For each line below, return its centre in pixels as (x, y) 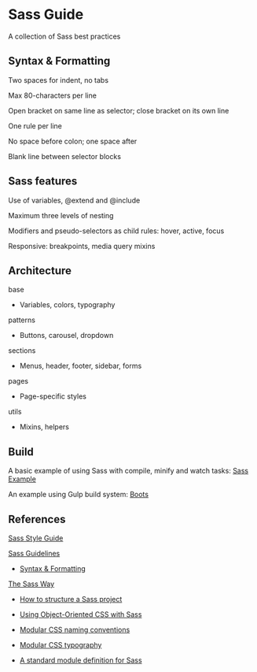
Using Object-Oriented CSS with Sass (81, 614)
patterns (22, 320)
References (37, 519)
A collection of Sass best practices (64, 36)
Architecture (40, 271)
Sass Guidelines (34, 553)
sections (22, 351)
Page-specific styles (53, 396)
